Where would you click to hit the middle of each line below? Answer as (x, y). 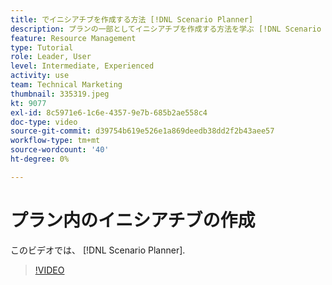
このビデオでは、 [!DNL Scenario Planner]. (98, 250)
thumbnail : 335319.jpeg (60, 94)
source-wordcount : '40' (60, 150)
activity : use (40, 76)
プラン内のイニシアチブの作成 (133, 220)
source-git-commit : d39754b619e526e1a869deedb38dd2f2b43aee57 (142, 131)
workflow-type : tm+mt (55, 141)
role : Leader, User (51, 57)
